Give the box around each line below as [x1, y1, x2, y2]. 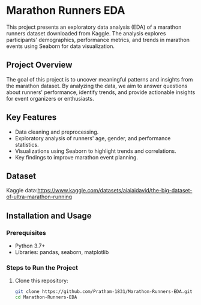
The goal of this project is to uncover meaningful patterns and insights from [6, 76, 193, 83]
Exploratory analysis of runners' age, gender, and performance [14, 134, 171, 141]
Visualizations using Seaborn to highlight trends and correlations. [14, 147, 176, 155]
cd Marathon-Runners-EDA [14, 294, 77, 300]
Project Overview [6, 60, 73, 70]
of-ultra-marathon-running [6, 193, 73, 201]
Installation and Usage [6, 210, 92, 221]
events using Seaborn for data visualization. [6, 43, 115, 50]
